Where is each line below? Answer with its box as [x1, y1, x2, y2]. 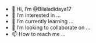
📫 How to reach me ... [11, 31, 66, 37]
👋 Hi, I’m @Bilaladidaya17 [11, 6, 72, 12]
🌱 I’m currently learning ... [11, 18, 74, 24]
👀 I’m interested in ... [11, 12, 61, 19]
